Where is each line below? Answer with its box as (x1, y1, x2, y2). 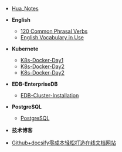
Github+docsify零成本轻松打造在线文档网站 (11, 139, 116, 146)
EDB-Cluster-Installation (20, 92, 79, 99)
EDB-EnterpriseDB (11, 80, 58, 87)
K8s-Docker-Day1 (20, 57, 63, 63)
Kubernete (11, 45, 39, 52)
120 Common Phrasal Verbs (20, 28, 88, 35)
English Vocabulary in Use (20, 34, 84, 40)
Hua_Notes (11, 5, 39, 12)
